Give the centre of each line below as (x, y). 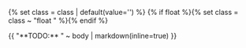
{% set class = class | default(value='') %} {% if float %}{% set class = (123, 12)
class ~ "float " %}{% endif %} (58, 20)
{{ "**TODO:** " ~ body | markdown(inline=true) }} (93, 36)
